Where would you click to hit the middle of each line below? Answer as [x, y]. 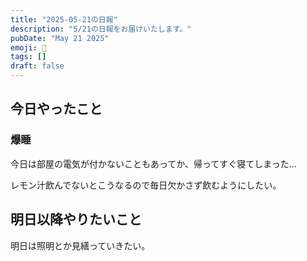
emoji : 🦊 [28, 47]
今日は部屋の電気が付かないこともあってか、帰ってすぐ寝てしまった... [153, 163]
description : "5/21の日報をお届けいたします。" [101, 29]
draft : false [37, 66]
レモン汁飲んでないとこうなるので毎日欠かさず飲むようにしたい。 [146, 185]
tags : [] [28, 57]
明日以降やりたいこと [76, 219]
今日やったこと [56, 109]
